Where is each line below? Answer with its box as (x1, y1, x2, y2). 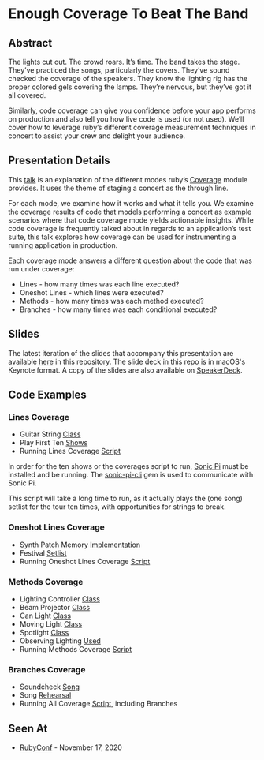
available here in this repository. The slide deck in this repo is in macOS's (8, 357, 246, 366)
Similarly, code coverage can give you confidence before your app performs (8, 106, 256, 115)
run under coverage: (8, 264, 75, 273)
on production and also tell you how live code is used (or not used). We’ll (8, 114, 244, 123)
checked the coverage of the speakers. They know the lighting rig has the (8, 74, 248, 83)
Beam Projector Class (19, 602, 91, 612)
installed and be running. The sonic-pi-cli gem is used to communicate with (8, 470, 254, 480)
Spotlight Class (19, 627, 69, 637)
